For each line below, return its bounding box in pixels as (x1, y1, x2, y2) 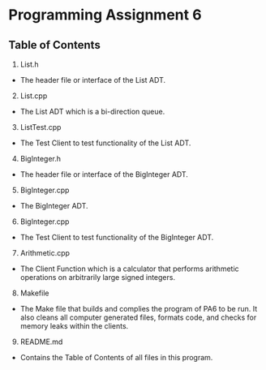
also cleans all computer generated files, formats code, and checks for (19, 312, 257, 322)
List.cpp (19, 91, 48, 101)
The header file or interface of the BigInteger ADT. (19, 170, 189, 179)
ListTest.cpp (19, 123, 62, 131)
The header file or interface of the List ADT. (19, 75, 166, 84)
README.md (19, 337, 63, 346)
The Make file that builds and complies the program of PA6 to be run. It (19, 304, 258, 313)
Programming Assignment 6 (8, 6, 202, 24)
